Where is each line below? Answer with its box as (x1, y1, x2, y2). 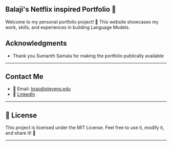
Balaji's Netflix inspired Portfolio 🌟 (5, 5, 116, 14)
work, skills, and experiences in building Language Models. (5, 24, 130, 30)
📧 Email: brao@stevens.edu (12, 86, 71, 92)
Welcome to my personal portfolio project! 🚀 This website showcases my (5, 18, 159, 25)
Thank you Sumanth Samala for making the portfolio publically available (12, 52, 164, 59)
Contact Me (5, 72, 44, 81)
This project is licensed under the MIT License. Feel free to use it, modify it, (5, 124, 165, 131)
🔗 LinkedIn (12, 91, 35, 97)
